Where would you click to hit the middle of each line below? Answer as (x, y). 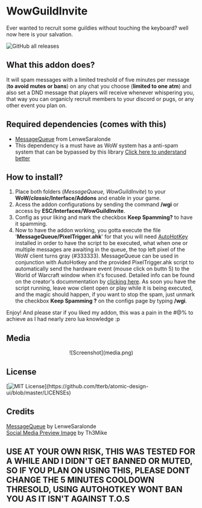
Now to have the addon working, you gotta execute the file (88, 230)
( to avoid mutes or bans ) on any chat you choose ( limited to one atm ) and (99, 86)
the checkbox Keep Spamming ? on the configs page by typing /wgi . (101, 301)
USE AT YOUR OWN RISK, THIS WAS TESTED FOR (101, 452)
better (22, 158)
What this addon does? (51, 65)
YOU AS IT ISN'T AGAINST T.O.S (68, 499)
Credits (21, 412)
